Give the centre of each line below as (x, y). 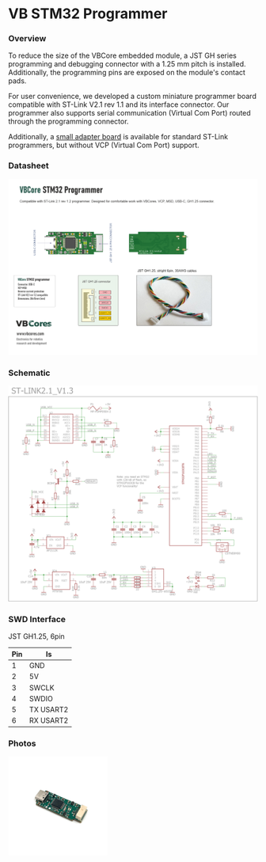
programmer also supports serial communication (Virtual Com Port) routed (129, 113)
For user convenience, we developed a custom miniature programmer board (133, 97)
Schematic (29, 373)
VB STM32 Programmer (88, 14)
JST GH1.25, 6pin (36, 636)
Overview (27, 39)
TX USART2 (49, 710)
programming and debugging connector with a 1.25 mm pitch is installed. (127, 64)
